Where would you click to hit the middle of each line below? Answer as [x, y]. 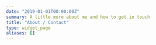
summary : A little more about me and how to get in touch [78, 17]
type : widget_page [28, 28]
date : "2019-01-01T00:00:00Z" [43, 11]
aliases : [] [20, 33]
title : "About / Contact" [37, 22]
